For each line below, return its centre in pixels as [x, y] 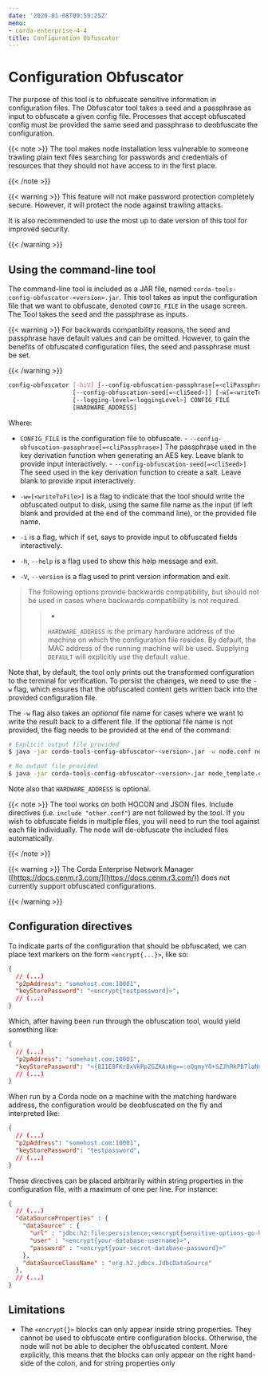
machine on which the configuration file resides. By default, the [152, 640]
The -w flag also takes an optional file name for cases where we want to [126, 713]
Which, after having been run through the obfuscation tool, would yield [124, 1021]
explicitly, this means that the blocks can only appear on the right [127, 1354]
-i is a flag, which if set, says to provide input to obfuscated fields [128, 537]
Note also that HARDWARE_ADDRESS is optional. [80, 789]
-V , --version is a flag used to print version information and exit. [125, 576]
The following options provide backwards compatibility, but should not [143, 592]
